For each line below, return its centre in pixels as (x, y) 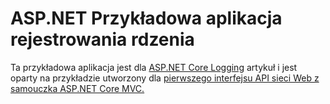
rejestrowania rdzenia (102, 39)
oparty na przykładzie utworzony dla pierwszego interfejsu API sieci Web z (165, 78)
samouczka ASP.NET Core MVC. (77, 88)
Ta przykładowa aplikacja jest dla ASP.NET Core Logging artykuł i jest (154, 67)
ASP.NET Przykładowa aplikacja (146, 18)
